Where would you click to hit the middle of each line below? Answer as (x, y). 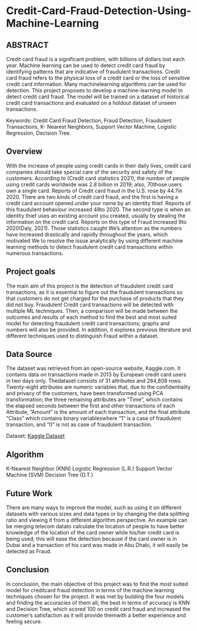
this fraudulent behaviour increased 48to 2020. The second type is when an (98, 209)
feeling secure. (24, 621)
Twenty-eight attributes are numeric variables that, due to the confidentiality (98, 387)
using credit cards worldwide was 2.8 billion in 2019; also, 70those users (94, 184)
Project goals (31, 272)
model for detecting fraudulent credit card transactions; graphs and (88, 323)
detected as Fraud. (29, 552)
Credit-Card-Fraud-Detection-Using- (99, 11)
